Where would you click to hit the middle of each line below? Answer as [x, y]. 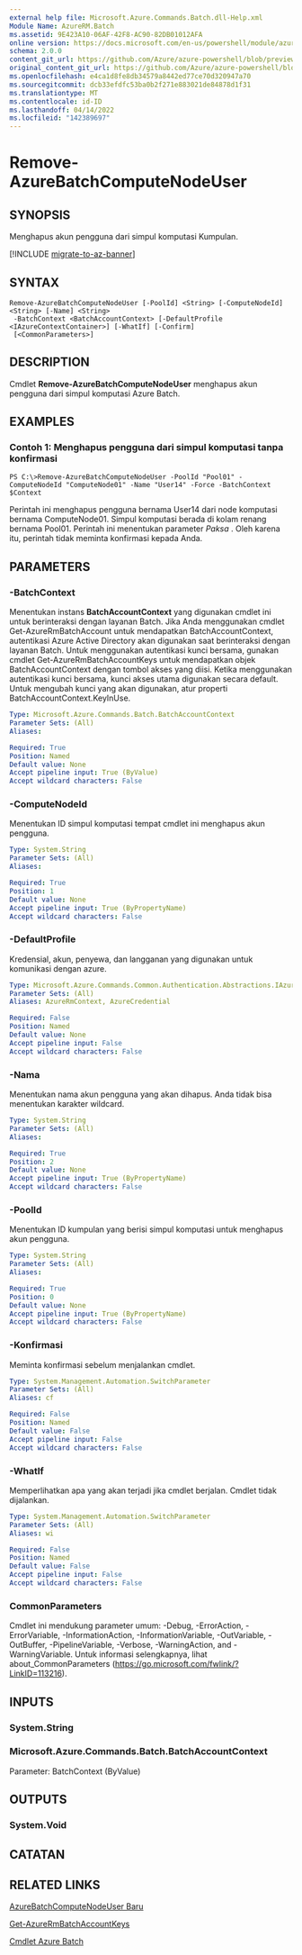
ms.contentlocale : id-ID [56, 101]
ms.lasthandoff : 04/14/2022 [62, 110]
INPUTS [31, 1702]
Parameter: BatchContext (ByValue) [75, 1771]
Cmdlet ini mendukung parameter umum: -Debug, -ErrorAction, [127, 1625]
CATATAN [37, 1855]
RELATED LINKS [55, 1884]
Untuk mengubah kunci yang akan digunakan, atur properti [119, 689]
